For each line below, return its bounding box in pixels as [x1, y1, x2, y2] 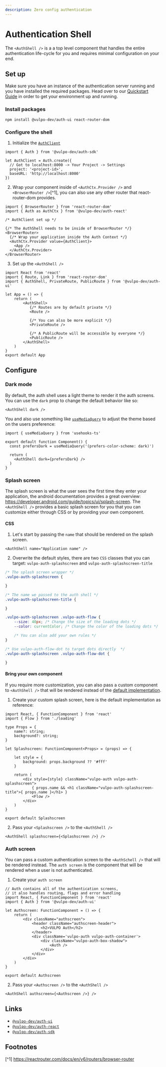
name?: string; [14, 729, 46, 734]
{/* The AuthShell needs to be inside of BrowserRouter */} [5, 226, 132, 231]
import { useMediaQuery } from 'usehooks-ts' [5, 431, 101, 436]
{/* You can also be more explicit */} [29, 318, 112, 323]
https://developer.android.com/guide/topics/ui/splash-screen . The [5, 499, 141, 505]
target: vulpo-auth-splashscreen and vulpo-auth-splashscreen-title [12, 561, 153, 566]
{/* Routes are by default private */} [29, 305, 112, 310]
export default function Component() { [5, 439, 88, 444]
